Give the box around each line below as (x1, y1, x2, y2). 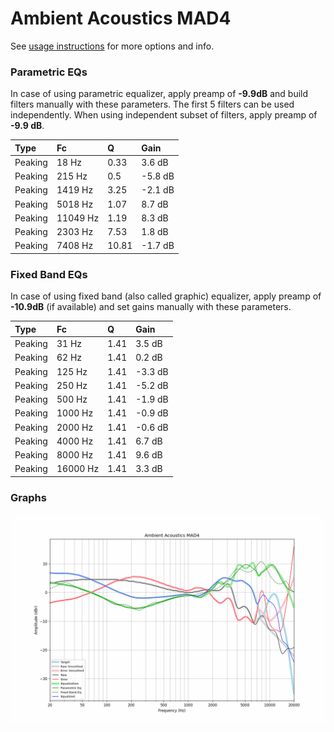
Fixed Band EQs (10, 267, 88, 281)
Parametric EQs (10, 65, 88, 79)
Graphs (10, 490, 47, 504)
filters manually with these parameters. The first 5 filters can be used (10, 98, 295, 111)
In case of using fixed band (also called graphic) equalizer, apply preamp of (10, 290, 322, 302)
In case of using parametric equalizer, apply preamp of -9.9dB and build (10, 88, 309, 100)
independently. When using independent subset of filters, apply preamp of (10, 109, 318, 121)
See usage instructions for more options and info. (10, 40, 215, 52)
